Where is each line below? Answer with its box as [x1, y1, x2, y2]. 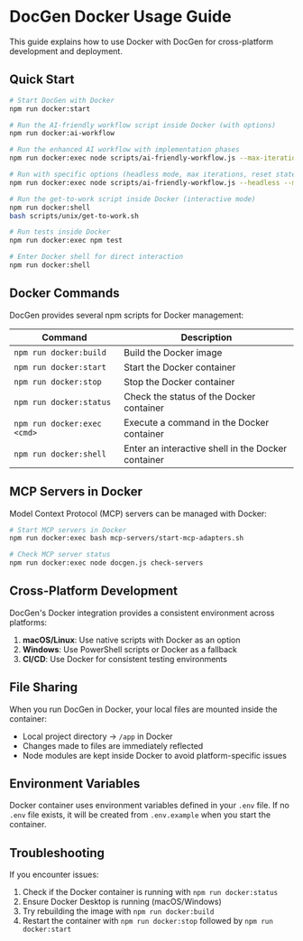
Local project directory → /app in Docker [22, 731, 173, 742]
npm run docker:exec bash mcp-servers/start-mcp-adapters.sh [9, 534, 244, 543]
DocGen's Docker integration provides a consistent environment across [9, 607, 275, 618]
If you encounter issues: [9, 869, 99, 881]
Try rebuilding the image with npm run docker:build [22, 906, 215, 917]
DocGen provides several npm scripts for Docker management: [9, 309, 244, 320]
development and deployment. [9, 45, 124, 56]
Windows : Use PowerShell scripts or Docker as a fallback [22, 643, 237, 655]
